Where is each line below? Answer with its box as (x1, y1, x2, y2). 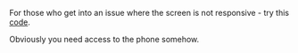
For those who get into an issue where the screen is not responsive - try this (9, 8, 290, 18)
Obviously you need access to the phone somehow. (9, 34, 200, 44)
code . (9, 17, 31, 27)
